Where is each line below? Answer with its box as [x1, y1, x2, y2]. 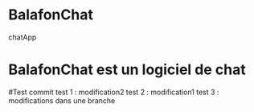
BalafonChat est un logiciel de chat [8, 60, 247, 79]
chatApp [8, 32, 37, 42]
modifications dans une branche [8, 95, 116, 106]
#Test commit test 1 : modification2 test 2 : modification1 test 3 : [8, 87, 219, 97]
